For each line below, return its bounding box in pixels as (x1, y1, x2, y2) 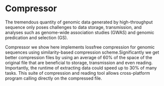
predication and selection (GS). (5, 35, 68, 41)
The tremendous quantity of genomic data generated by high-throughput (5, 19, 153, 25)
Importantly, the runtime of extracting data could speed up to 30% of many (5, 64, 157, 71)
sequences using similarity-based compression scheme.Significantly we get (5, 49, 160, 55)
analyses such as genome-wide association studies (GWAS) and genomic (5, 29, 155, 35)
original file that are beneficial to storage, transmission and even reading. (5, 60, 153, 65)
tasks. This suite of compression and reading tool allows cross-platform (5, 70, 150, 76)
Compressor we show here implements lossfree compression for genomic (5, 44, 155, 50)
